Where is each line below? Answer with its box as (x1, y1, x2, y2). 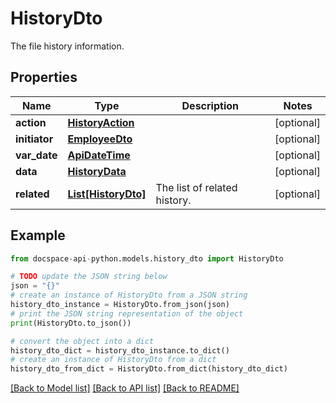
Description (181, 98, 239, 112)
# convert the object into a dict (10, 336, 155, 346)
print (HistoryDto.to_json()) (10, 318, 132, 328)
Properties (10, 69, 78, 86)
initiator (15, 132, 54, 146)
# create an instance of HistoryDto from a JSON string (10, 290, 248, 301)
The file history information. (10, 40, 125, 52)
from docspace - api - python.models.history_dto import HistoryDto (10, 253, 284, 264)
